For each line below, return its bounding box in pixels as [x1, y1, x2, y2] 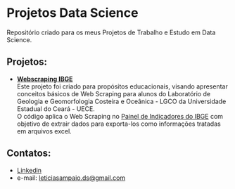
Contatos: [6, 148, 51, 159]
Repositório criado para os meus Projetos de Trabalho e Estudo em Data [6, 28, 216, 37]
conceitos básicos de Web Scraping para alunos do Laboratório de [16, 89, 211, 98]
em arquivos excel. [16, 126, 72, 135]
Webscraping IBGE [16, 74, 73, 83]
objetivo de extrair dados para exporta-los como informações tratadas [16, 119, 221, 128]
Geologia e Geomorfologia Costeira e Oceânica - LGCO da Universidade [16, 97, 227, 105]
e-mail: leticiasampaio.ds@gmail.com [16, 174, 126, 182]
